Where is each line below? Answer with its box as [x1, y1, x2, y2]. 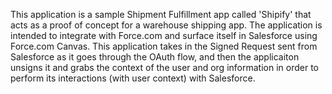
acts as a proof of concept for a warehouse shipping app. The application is [10, 19, 323, 31]
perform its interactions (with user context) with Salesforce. [10, 72, 256, 84]
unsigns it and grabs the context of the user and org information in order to [10, 62, 319, 73]
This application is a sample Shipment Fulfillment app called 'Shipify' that [10, 9, 312, 20]
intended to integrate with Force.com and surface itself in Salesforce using [10, 30, 318, 41]
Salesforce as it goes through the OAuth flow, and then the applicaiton [10, 51, 300, 63]
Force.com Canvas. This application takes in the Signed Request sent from [10, 40, 318, 52]
